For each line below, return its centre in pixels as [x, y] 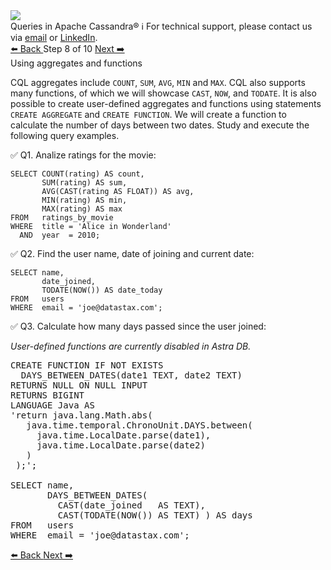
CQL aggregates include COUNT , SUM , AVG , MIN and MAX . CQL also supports [158, 82]
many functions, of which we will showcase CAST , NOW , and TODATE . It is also [163, 93]
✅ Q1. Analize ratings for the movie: [83, 155]
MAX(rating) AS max [82, 209]
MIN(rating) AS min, [84, 200]
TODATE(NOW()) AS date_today [102, 290]
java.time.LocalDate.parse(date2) [121, 445]
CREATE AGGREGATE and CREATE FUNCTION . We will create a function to [148, 114]
